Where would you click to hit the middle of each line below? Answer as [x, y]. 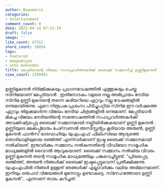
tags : [11, 51]
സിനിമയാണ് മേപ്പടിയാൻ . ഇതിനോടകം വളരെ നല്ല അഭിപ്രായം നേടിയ [77, 94]
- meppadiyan [19, 61]
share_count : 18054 [25, 47]
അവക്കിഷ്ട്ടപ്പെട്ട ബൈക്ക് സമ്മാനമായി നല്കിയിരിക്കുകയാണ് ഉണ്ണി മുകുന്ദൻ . [81, 122]
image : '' [15, 38]
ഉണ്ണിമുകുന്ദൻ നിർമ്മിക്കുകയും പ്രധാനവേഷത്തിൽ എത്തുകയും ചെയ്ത [71, 89]
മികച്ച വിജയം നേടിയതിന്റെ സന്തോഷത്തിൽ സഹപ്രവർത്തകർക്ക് [72, 117]
